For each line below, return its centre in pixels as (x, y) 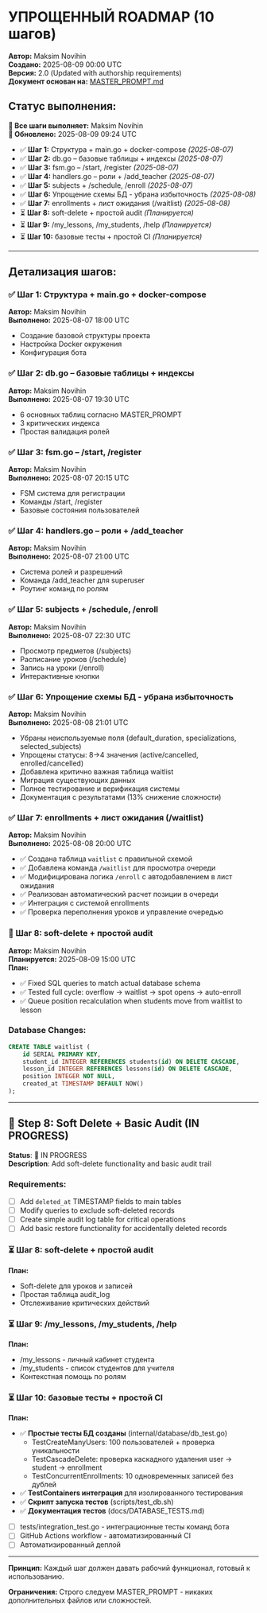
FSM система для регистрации (72, 493)
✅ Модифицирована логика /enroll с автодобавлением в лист (126, 877)
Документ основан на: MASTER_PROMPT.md (86, 81)
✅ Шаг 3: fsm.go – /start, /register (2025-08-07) (99, 167)
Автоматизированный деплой (70, 1545)
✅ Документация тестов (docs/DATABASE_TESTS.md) (112, 1511)
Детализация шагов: (62, 272)
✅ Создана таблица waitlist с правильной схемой (106, 859)
